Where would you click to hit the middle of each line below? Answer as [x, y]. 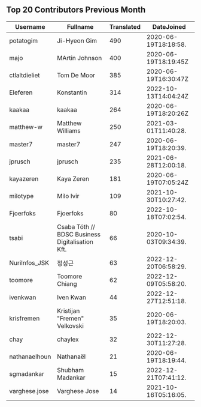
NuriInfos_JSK [29, 262]
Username [30, 26]
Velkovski [70, 325]
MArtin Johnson [79, 58]
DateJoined [169, 26]
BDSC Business [78, 234]
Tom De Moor [76, 75]
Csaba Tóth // [76, 226]
